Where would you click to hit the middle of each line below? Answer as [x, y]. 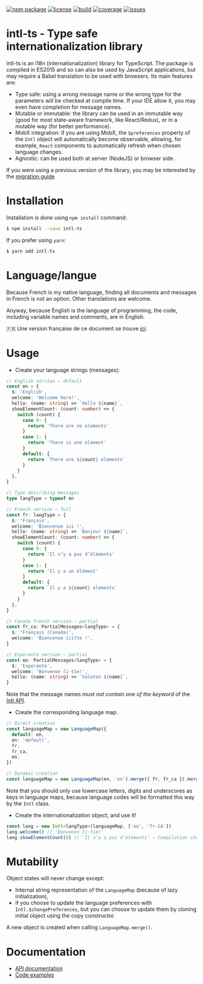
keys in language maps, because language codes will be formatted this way [101, 797]
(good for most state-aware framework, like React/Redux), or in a [96, 120]
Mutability [33, 862]
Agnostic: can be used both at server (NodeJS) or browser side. [95, 158]
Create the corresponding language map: [66, 712]
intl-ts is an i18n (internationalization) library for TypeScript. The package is [100, 63]
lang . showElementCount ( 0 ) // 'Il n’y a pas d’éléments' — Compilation [97, 837]
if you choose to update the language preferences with [83, 903]
